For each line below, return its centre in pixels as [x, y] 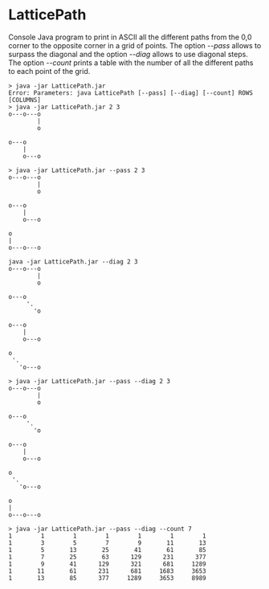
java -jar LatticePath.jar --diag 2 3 [73, 262]
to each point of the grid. [49, 71]
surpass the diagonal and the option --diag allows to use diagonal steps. [128, 54]
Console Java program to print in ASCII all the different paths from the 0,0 [130, 37]
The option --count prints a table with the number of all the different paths [131, 63]
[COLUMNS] [25, 100]
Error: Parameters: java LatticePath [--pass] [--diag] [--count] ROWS [130, 93]
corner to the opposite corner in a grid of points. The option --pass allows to [135, 45]
